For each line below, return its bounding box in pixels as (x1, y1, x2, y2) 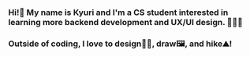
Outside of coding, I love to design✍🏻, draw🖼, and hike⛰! (8, 38, 233, 49)
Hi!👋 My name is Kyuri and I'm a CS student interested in (8, 7, 229, 18)
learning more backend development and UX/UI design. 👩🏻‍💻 (8, 16, 243, 27)
